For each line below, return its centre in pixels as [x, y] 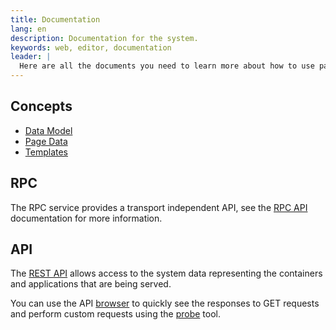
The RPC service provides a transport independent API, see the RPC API [159, 207]
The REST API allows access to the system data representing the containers [166, 273]
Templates [46, 152]
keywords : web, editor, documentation [91, 47]
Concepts [41, 106]
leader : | [31, 57]
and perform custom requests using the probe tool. [115, 314]
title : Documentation [55, 19]
